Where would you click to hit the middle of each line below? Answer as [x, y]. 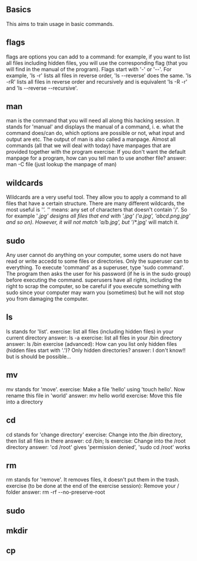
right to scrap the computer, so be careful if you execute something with [94, 286]
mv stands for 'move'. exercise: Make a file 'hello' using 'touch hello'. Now [96, 389]
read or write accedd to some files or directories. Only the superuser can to [98, 261]
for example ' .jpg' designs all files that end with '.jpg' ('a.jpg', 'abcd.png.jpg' [98, 216]
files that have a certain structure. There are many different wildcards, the [96, 203]
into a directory [24, 402]
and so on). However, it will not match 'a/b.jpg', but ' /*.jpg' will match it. [93, 222]
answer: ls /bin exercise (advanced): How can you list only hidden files [92, 344]
